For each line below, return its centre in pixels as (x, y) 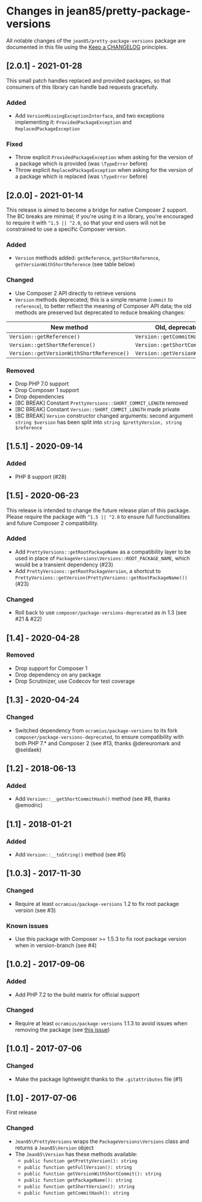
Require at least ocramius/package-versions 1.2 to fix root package (97, 903)
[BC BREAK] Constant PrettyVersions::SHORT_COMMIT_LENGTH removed (101, 403)
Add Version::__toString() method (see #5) (70, 854)
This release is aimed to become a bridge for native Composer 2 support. (97, 210)
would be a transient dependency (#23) (64, 565)
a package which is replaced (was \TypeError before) (81, 177)
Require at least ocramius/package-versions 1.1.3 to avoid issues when (101, 1023)
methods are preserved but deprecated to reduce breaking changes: (100, 312)
